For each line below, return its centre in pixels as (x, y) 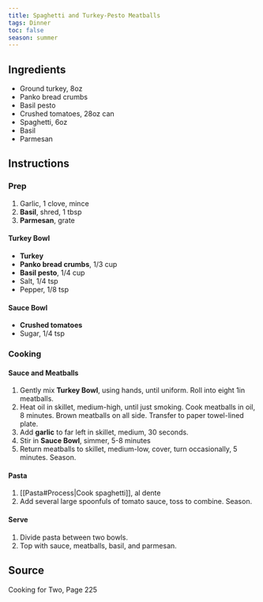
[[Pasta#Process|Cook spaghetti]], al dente (90, 493)
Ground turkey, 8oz (51, 88)
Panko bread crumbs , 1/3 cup (68, 264)
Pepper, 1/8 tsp (44, 289)
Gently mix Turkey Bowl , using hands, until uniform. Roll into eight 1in (132, 390)
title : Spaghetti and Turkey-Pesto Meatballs (84, 15)
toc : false (26, 30)
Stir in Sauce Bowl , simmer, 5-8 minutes (85, 441)
